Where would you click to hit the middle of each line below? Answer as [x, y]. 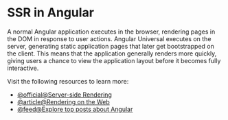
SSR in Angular [51, 13]
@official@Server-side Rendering [64, 95]
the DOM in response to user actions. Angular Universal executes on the [109, 38]
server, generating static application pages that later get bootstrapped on [111, 46]
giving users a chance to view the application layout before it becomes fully [114, 60]
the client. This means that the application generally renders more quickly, [112, 53]
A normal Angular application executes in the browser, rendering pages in [111, 32]
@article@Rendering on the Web [63, 101]
